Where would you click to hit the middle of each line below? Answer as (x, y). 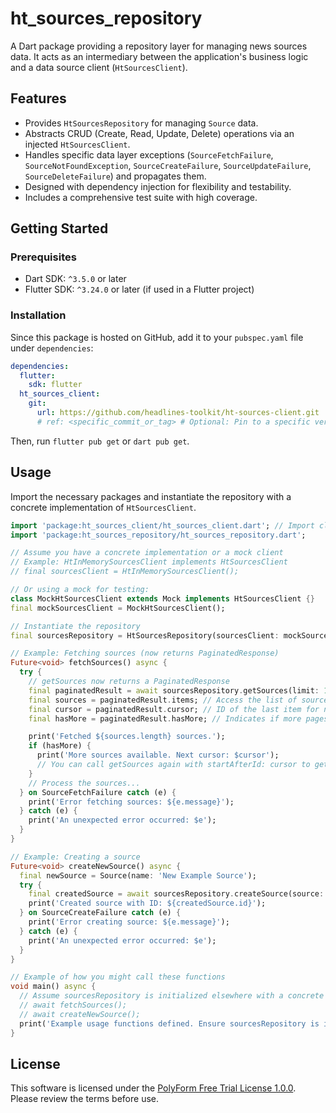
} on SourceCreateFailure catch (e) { (100, 913)
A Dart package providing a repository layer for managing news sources (159, 46)
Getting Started (59, 228)
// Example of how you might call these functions (118, 977)
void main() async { (53, 987)
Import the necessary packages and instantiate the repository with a (151, 496)
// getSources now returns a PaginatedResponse (129, 682)
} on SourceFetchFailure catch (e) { (98, 792)
